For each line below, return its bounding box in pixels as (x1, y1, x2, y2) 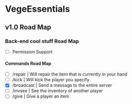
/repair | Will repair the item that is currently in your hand (12, 71, 128, 77)
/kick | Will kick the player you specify (12, 77, 90, 83)
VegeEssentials (5, 3, 70, 15)
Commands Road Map (5, 60, 52, 66)
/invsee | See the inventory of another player (12, 88, 103, 94)
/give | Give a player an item (12, 93, 69, 99)
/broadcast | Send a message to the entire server (12, 82, 112, 88)
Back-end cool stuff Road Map (5, 38, 79, 45)
